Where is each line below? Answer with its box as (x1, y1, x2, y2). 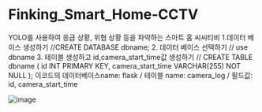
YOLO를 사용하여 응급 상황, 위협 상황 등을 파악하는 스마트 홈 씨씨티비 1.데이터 (8, 32, 246, 42)
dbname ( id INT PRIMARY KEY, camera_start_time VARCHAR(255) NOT (8, 61, 241, 70)
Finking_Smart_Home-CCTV (8, 6, 199, 24)
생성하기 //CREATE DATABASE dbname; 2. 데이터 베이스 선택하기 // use (22, 42, 249, 52)
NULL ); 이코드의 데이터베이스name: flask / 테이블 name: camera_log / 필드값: (8, 70, 253, 80)
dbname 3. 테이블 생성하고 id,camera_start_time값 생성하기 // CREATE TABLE (8, 52, 253, 62)
